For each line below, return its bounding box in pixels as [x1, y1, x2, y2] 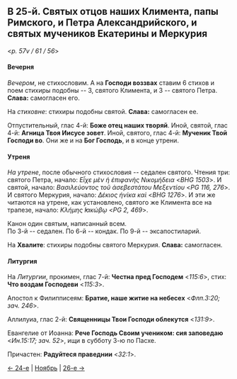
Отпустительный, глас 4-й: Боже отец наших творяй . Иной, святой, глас [7, 121, 229, 130]
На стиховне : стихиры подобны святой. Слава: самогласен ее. [7, 108, 199, 116]
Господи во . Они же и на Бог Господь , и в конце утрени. [7, 136, 179, 145]
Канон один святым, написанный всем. [7, 220, 127, 228]
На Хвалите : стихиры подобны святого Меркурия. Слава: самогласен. [7, 241, 223, 249]
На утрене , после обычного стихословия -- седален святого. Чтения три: [7, 168, 231, 176]
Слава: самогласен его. [7, 94, 80, 102]
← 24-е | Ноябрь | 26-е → [7, 364, 85, 373]
